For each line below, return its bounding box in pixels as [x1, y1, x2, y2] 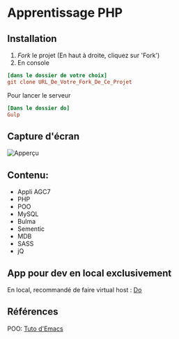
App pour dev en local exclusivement [7, 267, 172, 279]
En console [17, 59, 50, 67]
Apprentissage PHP [7, 5, 123, 21]
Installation [7, 33, 57, 45]
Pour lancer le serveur [7, 91, 71, 99]
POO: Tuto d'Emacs [7, 324, 64, 333]
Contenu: [7, 169, 49, 181]
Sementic [17, 225, 45, 233]
